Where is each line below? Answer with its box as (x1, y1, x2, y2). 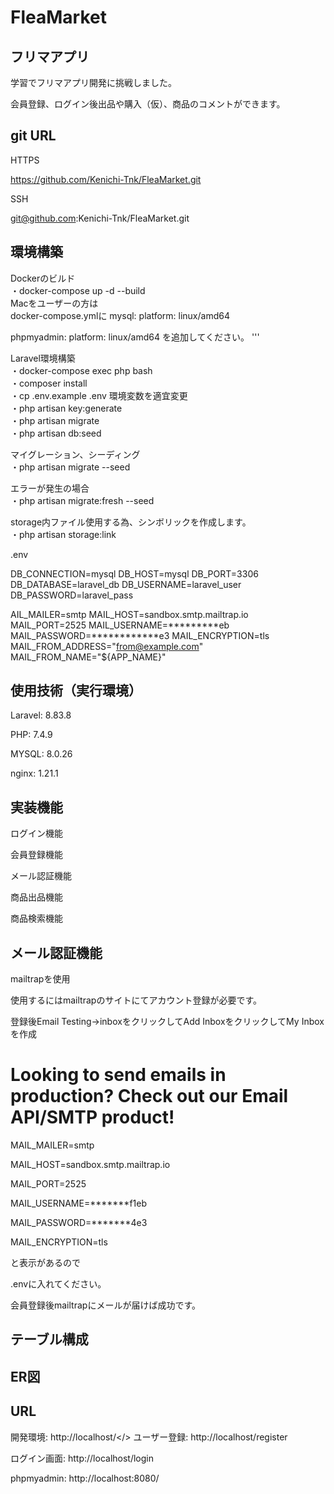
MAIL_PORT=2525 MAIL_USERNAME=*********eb (10, 619, 230, 631)
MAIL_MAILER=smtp (10, 1139, 95, 1151)
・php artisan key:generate (10, 402, 123, 414)
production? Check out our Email (10, 1085, 289, 1108)
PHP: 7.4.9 (10, 729, 53, 741)
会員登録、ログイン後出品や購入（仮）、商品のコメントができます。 (10, 98, 286, 110)
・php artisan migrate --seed (10, 461, 131, 473)
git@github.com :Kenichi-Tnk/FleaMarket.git (10, 212, 190, 224)
